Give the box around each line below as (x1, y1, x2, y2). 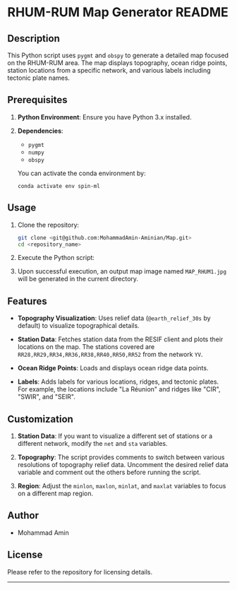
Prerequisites (7, 94, 68, 106)
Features (7, 295, 47, 307)
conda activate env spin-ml (17, 182, 100, 189)
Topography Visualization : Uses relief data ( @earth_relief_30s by (17, 314, 211, 322)
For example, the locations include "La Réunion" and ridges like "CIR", (17, 385, 221, 394)
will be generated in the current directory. (17, 275, 139, 283)
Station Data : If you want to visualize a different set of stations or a (17, 432, 213, 440)
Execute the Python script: (17, 254, 95, 262)
